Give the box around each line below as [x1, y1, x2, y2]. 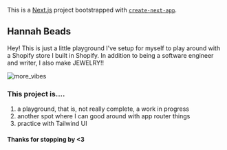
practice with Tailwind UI [17, 120, 87, 128]
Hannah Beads [7, 25, 72, 37]
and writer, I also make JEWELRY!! [7, 58, 105, 67]
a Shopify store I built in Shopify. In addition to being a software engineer [7, 51, 214, 59]
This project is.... [7, 89, 65, 98]
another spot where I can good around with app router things [17, 112, 191, 120]
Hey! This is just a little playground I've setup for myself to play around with [7, 44, 221, 52]
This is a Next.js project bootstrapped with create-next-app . [7, 6, 177, 14]
